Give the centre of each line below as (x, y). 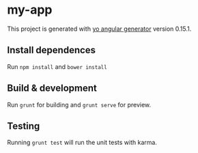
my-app (30, 10)
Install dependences (52, 50)
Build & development (52, 88)
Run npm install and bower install (57, 66)
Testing (24, 126)
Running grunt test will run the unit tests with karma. (82, 143)
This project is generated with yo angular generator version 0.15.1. (99, 29)
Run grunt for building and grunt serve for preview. (79, 105)
